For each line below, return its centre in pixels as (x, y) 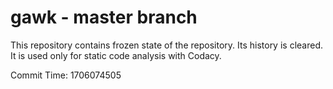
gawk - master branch (104, 17)
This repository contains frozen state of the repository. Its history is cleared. (166, 45)
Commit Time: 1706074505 (66, 75)
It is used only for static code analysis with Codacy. (116, 55)
